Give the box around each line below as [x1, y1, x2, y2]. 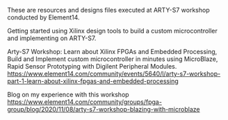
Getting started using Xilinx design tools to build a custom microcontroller [7, 27, 218, 35]
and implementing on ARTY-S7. [7, 34, 97, 42]
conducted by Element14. [7, 13, 80, 22]
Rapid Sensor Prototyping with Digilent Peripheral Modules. [7, 62, 177, 70]
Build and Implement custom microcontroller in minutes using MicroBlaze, [7, 55, 218, 63]
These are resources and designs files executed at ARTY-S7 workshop [7, 6, 210, 14]
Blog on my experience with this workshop [7, 90, 130, 98]
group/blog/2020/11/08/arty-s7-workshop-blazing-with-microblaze [7, 105, 200, 113]
